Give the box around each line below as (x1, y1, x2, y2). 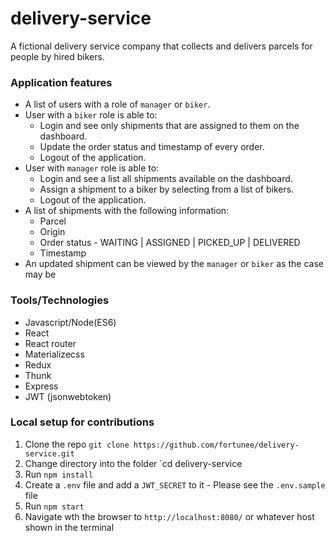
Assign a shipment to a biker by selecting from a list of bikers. (39, 183, 295, 196)
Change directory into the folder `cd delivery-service (24, 457, 243, 469)
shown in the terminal (24, 521, 115, 533)
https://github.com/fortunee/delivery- (133, 440, 300, 450)
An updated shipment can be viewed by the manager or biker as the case (24, 258, 325, 270)
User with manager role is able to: (24, 162, 160, 174)
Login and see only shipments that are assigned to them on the (39, 120, 300, 132)
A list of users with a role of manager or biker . (24, 98, 211, 111)
